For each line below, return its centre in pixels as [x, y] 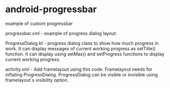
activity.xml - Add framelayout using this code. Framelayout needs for [79, 69]
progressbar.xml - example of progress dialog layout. [61, 33]
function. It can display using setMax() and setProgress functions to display [85, 54]
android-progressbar [51, 9]
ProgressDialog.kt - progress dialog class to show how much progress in [82, 43]
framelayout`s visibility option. [37, 80]
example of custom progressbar [39, 23]
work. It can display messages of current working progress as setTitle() [81, 48]
